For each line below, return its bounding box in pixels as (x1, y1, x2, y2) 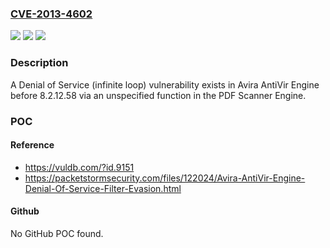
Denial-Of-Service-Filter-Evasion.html (24, 182, 182, 194)
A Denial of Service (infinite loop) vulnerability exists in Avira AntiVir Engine (10, 78, 320, 91)
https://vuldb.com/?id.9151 (24, 161, 135, 173)
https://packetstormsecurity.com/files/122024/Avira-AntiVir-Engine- (24, 172, 306, 184)
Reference (10, 139, 55, 151)
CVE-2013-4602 (10, 7, 93, 21)
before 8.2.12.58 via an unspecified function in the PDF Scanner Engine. (10, 89, 307, 101)
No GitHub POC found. (10, 227, 104, 239)
